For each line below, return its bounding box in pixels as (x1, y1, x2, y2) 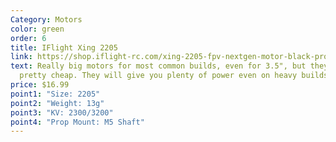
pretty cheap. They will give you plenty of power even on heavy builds (19, 71, 329, 81)
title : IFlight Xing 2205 (10, 42, 118, 53)
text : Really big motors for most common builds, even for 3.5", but (10, 61, 307, 71)
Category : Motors (10, 14, 83, 25)
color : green (10, 24, 65, 34)
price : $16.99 (10, 80, 70, 90)
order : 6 (10, 33, 47, 43)
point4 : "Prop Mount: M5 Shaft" (10, 117, 145, 127)
